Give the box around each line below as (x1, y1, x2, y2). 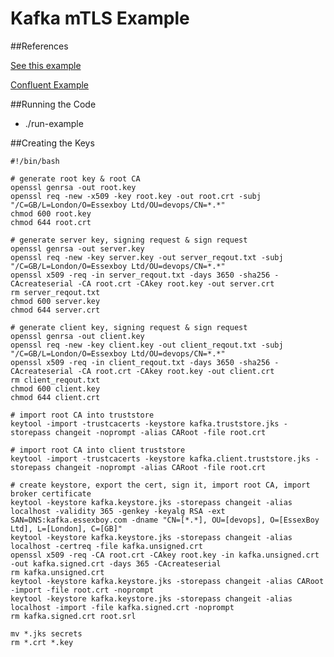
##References (10, 40, 69, 52)
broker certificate (10, 488, 92, 499)
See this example (10, 59, 82, 71)
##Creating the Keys (10, 137, 95, 149)
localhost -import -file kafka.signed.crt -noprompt (10, 602, 235, 612)
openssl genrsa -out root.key (10, 182, 137, 192)
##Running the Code (10, 98, 97, 110)
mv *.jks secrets (10, 628, 83, 639)
